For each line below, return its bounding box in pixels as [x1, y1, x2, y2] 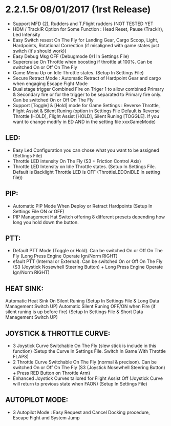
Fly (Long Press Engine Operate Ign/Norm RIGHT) [12, 253, 118, 259]
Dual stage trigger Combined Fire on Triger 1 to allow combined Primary [12, 86, 164, 92]
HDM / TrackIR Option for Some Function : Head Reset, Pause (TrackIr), [12, 26, 164, 32]
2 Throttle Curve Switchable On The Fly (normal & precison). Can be [12, 359, 157, 365]
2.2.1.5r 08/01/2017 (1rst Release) [5, 4, 151, 15]
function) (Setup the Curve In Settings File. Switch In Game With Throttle [12, 348, 166, 354]
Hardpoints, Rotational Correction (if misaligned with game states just [12, 42, 160, 48]
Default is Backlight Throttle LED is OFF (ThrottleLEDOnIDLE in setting [12, 169, 160, 175]
